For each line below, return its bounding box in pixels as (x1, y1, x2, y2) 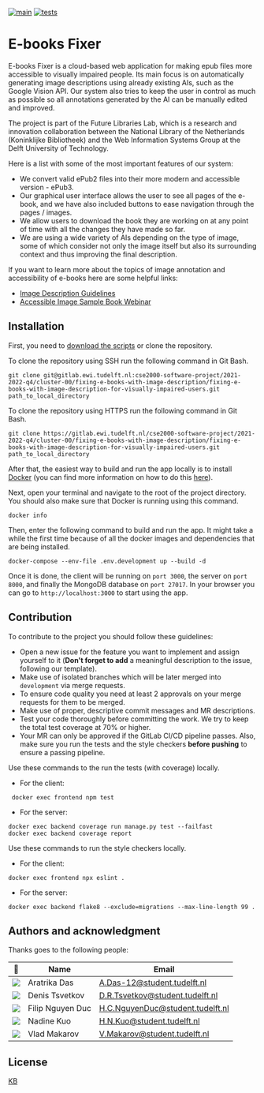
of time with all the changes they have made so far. (19, 224, 186, 234)
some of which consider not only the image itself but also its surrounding (19, 241, 257, 250)
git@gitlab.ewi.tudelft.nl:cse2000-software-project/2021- (43, 371, 242, 379)
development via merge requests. (19, 680, 126, 690)
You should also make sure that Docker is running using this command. (8, 496, 239, 505)
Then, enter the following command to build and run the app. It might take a (8, 525, 254, 534)
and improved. (8, 103, 55, 112)
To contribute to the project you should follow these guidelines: (8, 631, 214, 641)
